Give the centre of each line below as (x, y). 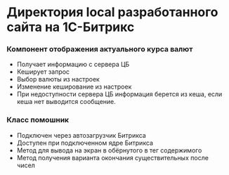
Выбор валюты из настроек (58, 79)
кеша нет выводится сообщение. (66, 102)
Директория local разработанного (112, 12)
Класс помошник (38, 120)
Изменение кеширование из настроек (74, 87)
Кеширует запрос (43, 72)
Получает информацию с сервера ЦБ (73, 65)
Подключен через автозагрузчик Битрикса (81, 135)
